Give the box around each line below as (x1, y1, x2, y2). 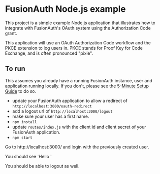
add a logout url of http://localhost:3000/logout (12, 108, 113, 114)
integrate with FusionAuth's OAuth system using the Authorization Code (5, 25, 151, 31)
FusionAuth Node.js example (5, 3, 126, 15)
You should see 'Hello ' (5, 153, 52, 159)
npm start (12, 135, 33, 140)
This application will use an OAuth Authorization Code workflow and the (5, 39, 151, 45)
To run (5, 65, 26, 73)
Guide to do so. (5, 88, 36, 94)
